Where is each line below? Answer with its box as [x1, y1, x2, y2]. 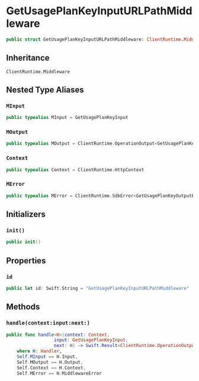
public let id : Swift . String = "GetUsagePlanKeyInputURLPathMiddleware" [6, 285, 190, 291]
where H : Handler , [17, 348, 62, 354]
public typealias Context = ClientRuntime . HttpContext [6, 166, 145, 173]
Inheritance [6, 53, 50, 63]
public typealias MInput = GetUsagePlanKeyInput [6, 115, 129, 121]
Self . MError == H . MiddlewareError [17, 370, 102, 376]
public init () [6, 239, 41, 245]
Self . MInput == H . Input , [17, 354, 78, 360]
